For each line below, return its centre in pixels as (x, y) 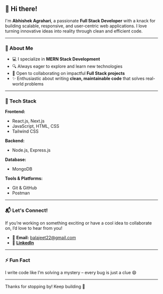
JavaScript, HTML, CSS (36, 126)
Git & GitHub (24, 188)
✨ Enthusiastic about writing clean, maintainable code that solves (78, 79)
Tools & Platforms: (24, 178)
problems (34, 84)
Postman (21, 193)
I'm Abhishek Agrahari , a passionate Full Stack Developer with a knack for (80, 20)
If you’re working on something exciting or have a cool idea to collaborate (78, 223)
